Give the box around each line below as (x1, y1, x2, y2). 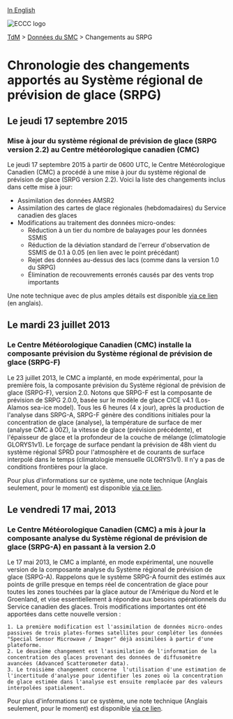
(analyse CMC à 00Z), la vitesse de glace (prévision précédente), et (7, 426, 202, 434)
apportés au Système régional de (7, 73, 204, 88)
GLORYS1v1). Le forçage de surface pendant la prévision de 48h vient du (7, 440, 217, 449)
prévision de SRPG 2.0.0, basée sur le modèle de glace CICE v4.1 (7, 395, 194, 404)
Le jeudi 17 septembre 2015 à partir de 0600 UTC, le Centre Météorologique (7, 160, 225, 168)
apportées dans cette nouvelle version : (7, 610, 121, 618)
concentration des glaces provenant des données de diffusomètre (7, 654, 201, 661)
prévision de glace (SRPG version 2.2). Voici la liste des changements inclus (7, 175, 226, 184)
